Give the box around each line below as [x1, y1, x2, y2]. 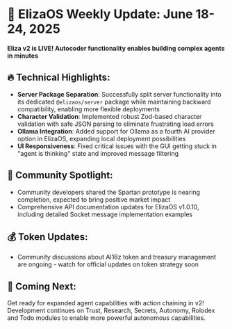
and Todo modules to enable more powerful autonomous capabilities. [7, 314, 206, 322]
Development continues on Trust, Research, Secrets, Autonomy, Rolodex [7, 306, 215, 315]
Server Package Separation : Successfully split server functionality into [17, 90, 222, 98]
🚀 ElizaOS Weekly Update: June [7, 6, 193, 22]
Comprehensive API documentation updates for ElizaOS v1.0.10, [17, 202, 199, 211]
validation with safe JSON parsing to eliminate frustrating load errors [17, 120, 214, 128]
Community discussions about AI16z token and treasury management [17, 253, 217, 262]
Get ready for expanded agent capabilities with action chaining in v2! [7, 299, 204, 307]
